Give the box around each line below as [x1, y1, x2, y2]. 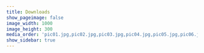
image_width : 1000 [6, 20, 53, 26]
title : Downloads [6, 9, 50, 15]
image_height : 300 [6, 26, 53, 32]
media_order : [6, 32, 39, 38]
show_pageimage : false [6, 15, 64, 21]
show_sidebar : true [6, 37, 56, 43]
